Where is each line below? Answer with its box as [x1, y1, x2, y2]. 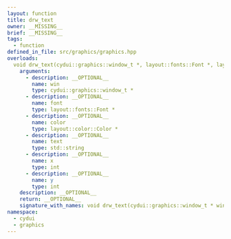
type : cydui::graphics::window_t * [32, 87, 134, 94]
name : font [32, 100, 63, 107]
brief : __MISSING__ [7, 29, 63, 37]
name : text [32, 138, 63, 145]
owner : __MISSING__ [7, 23, 63, 30]
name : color [32, 118, 67, 126]
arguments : [19, 67, 51, 74]
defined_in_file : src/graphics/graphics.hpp [7, 49, 137, 56]
